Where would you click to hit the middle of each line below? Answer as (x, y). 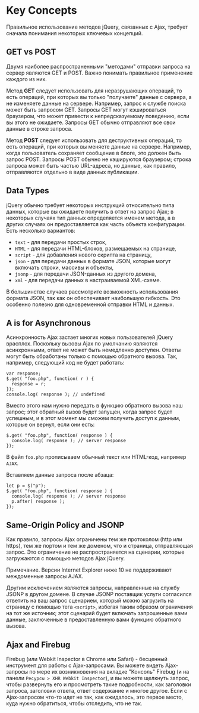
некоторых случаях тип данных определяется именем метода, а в (91, 218)
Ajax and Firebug (38, 645)
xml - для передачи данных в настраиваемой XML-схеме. (88, 280)
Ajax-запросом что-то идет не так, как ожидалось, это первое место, (95, 697)
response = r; (29, 384)
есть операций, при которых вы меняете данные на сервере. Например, (99, 146)
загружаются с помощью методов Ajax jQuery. (66, 558)
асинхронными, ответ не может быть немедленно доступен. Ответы (94, 350)
